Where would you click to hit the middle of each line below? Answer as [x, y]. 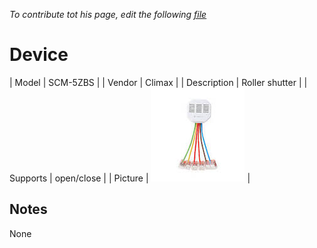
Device [39, 55]
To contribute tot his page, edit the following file [108, 14]
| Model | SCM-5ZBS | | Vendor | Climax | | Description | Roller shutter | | [158, 82]
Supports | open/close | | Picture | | [130, 178]
